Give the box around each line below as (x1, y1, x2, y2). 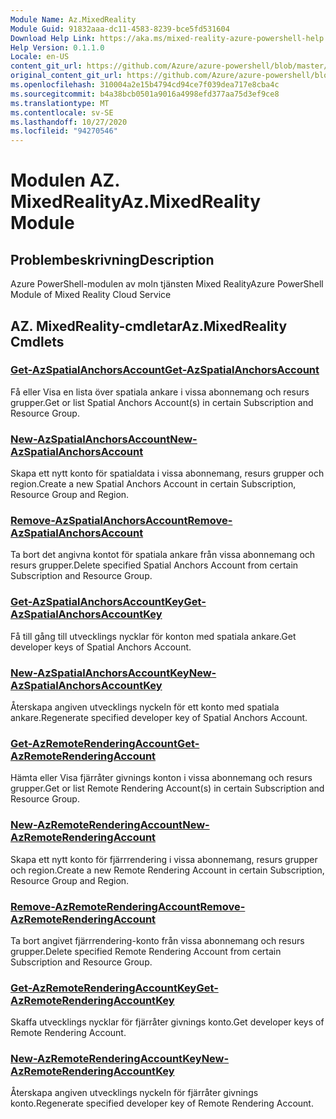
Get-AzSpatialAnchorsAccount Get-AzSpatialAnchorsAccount (10, 363, 320, 377)
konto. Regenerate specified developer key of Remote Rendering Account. (10, 1097, 314, 1110)
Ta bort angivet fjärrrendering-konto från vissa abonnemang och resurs (10, 934, 305, 946)
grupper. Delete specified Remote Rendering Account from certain (10, 945, 282, 957)
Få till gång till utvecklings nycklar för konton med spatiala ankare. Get (10, 630, 297, 642)
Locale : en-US (10, 52, 70, 62)
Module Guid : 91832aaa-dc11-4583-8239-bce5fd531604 (10, 24, 230, 34)
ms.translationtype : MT (10, 98, 110, 108)
